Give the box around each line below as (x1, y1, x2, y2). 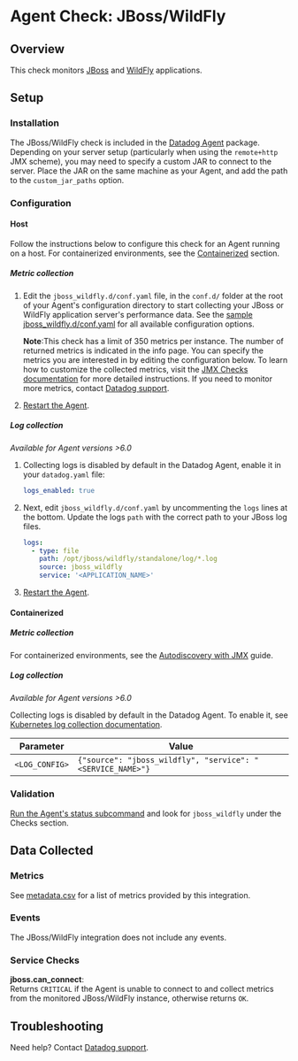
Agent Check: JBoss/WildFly (10, 6, 226, 27)
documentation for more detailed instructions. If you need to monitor (22, 373, 273, 384)
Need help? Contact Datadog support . (10, 1042, 149, 1052)
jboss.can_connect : (10, 974, 85, 985)
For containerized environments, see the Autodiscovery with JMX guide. (10, 650, 273, 660)
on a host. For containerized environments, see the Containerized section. (10, 248, 280, 258)
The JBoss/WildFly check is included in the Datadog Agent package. (10, 137, 260, 148)
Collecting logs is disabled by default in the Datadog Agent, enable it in (22, 459, 282, 470)
